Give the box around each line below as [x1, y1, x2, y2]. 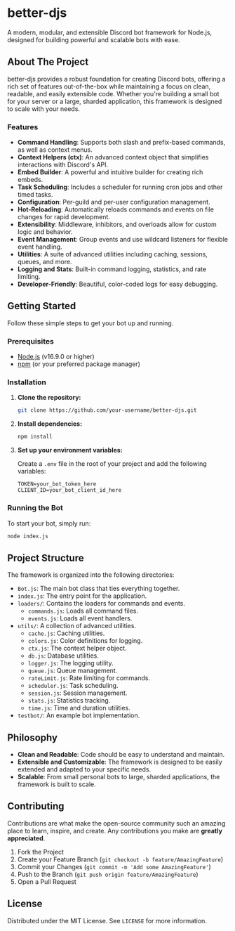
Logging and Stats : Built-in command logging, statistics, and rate [17, 265, 207, 273]
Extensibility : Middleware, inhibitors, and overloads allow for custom [17, 220, 217, 229]
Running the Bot [7, 503, 63, 513]
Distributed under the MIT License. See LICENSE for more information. [7, 916, 207, 925]
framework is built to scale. [17, 780, 96, 788]
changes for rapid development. [17, 213, 111, 221]
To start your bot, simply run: [7, 519, 91, 528]
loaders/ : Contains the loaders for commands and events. [17, 599, 186, 608]
